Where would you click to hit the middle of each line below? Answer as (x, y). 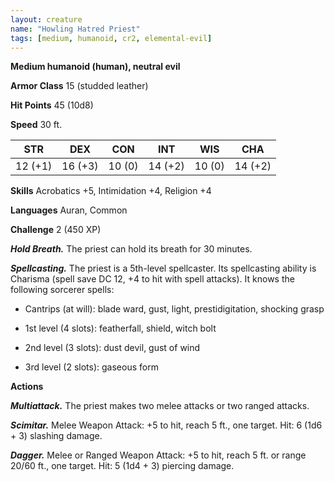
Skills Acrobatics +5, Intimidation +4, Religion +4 (111, 191)
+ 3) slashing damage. (56, 436)
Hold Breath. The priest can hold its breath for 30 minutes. (131, 249)
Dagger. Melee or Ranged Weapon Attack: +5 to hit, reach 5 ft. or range (158, 455)
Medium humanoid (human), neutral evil (95, 67)
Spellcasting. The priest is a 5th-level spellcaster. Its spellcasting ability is (163, 268)
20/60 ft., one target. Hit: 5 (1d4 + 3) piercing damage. (122, 466)
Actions (27, 387)
